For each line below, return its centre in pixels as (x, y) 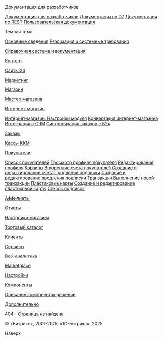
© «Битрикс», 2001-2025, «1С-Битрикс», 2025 (54, 323)
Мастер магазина (24, 99)
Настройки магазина (27, 217)
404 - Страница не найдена (34, 314)
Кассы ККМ (17, 143)
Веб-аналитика (21, 256)
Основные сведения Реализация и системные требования (67, 41)
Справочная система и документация (45, 51)
